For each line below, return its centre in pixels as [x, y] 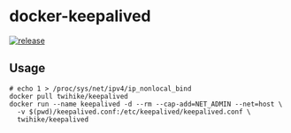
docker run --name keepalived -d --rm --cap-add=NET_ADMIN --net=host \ [146, 104]
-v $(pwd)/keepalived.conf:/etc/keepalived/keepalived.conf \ [134, 112]
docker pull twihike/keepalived [69, 96]
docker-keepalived [80, 16]
